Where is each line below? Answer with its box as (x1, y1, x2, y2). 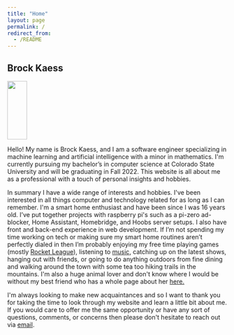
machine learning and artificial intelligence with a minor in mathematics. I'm (7, 153, 224, 161)
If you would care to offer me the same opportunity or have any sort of (7, 306, 210, 314)
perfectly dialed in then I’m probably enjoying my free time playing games (7, 240, 219, 248)
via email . (7, 320, 35, 329)
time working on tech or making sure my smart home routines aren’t (7, 233, 203, 241)
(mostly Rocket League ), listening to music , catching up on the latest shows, (7, 248, 227, 256)
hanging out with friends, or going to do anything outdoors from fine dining (7, 255, 224, 264)
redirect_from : (7, 29, 52, 37)
